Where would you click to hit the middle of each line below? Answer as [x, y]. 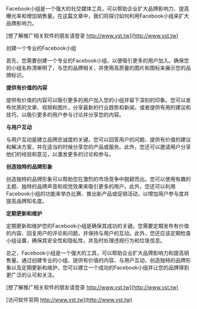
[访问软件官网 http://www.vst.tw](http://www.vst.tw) [69, 300]
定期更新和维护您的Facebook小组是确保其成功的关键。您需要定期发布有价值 [98, 226]
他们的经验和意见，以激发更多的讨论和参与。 [60, 154]
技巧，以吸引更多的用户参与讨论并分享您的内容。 [65, 115]
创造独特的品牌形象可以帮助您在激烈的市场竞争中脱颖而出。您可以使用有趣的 [98, 179]
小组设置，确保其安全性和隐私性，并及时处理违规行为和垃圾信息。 [86, 241]
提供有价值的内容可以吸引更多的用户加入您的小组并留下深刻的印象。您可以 [96, 100]
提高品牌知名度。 [27, 201]
